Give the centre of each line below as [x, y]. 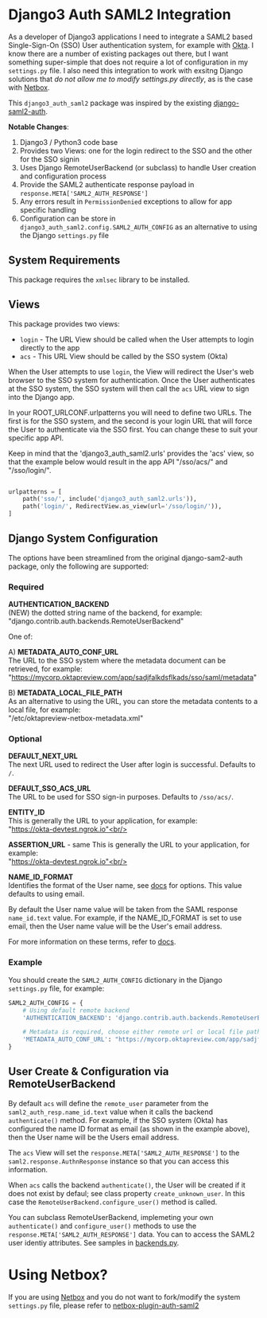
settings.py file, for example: [56, 988]
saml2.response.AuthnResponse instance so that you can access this [119, 1161]
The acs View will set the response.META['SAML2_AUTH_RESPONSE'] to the [124, 1152]
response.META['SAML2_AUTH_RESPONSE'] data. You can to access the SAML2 [132, 1234]
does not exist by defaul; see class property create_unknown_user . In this [127, 1193]
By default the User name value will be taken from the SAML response [123, 909]
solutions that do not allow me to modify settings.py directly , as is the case [131, 79]
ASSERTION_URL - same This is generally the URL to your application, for [129, 845]
